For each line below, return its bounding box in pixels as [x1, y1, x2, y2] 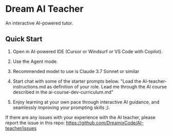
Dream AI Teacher [5, 3, 84, 15]
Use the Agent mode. [12, 58, 58, 64]
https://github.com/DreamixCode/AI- [66, 120, 144, 126]
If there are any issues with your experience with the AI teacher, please [5, 114, 156, 120]
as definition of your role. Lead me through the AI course [47, 83, 167, 89]
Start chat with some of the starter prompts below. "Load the [12, 78, 142, 84]
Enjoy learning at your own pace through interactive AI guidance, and [12, 99, 160, 105]
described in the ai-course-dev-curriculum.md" [12, 89, 114, 95]
